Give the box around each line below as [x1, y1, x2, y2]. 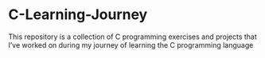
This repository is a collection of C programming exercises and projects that [8, 32, 257, 41]
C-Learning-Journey [8, 6, 148, 24]
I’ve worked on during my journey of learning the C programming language [8, 40, 254, 49]
